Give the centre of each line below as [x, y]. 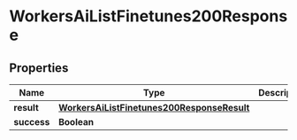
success [32, 122]
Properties [39, 68]
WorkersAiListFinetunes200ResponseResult [154, 108]
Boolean [76, 122]
